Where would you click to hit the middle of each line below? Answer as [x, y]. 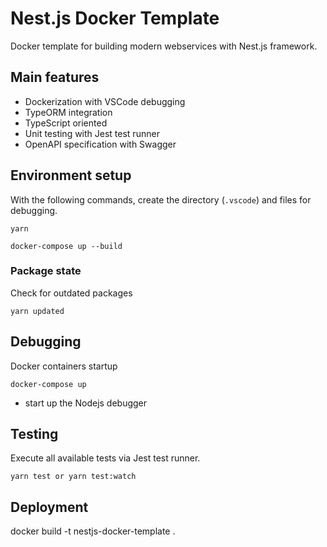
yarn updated [37, 311]
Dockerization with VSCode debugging [105, 101]
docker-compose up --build [66, 246]
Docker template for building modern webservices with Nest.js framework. [164, 46]
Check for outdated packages [71, 293]
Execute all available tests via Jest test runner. [105, 458]
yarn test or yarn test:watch [73, 477]
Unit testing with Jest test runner [92, 133]
